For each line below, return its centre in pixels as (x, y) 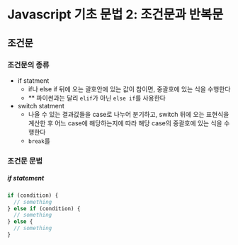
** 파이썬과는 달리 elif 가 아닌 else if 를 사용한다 (97, 98)
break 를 (39, 141)
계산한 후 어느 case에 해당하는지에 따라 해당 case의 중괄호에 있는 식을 (125, 123)
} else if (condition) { (44, 209)
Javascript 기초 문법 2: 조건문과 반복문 (115, 15)
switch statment (41, 106)
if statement (26, 178)
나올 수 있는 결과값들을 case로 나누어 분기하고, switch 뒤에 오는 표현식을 (129, 114)
